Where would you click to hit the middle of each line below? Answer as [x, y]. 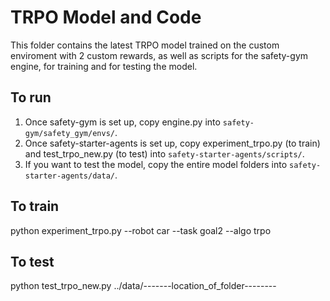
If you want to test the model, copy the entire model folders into [156, 164]
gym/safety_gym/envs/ [69, 133]
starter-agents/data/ [69, 176]
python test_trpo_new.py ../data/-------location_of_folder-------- [143, 286]
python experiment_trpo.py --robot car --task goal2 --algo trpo [141, 230]
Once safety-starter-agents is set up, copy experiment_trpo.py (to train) [172, 143]
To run [31, 97]
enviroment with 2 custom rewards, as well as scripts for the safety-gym [159, 55]
